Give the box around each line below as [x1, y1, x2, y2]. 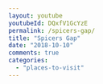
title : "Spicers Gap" [8, 34, 81, 42]
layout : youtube [8, 11, 63, 20]
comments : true [8, 49, 60, 57]
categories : [8, 57, 48, 65]
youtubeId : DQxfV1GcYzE [8, 19, 89, 27]
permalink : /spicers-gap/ [8, 26, 95, 34]
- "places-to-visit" [15, 64, 84, 72]
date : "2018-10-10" [8, 42, 74, 50]
